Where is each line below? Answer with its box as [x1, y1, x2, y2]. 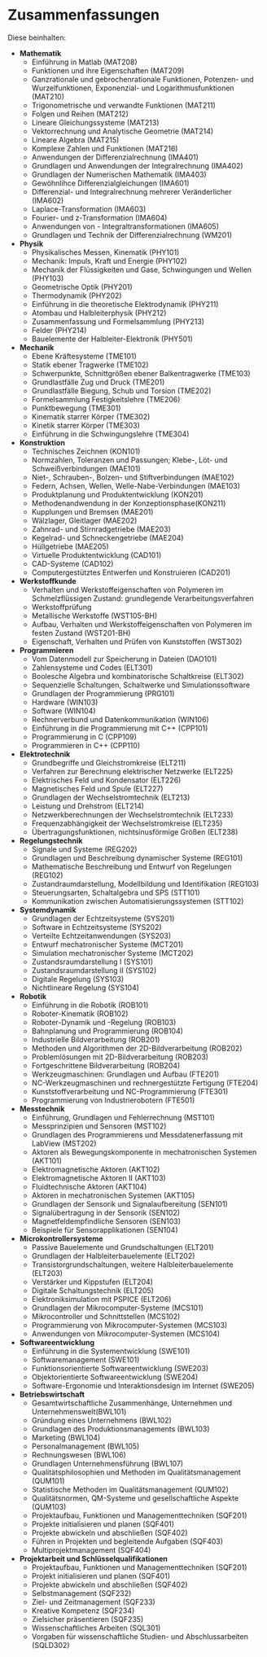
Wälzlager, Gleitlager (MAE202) [31, 515, 138, 525]
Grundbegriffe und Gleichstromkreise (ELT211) [31, 757, 186, 767]
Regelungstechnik [19, 835, 83, 845]
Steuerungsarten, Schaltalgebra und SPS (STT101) [31, 888, 200, 897]
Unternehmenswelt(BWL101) [31, 1406, 127, 1416]
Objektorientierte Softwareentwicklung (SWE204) [31, 1372, 199, 1382]
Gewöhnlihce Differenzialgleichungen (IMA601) [31, 178, 190, 188]
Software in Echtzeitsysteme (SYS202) [31, 922, 162, 932]
